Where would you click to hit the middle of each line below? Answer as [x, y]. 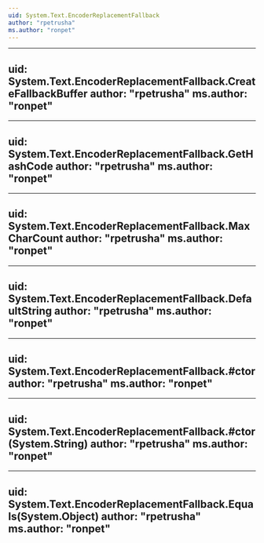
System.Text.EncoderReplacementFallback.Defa [130, 299]
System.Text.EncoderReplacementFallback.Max [129, 226]
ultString [30, 311]
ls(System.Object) [54, 516]
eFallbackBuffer [48, 94]
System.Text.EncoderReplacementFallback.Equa [131, 504]
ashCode [31, 166]
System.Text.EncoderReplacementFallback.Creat [132, 81]
